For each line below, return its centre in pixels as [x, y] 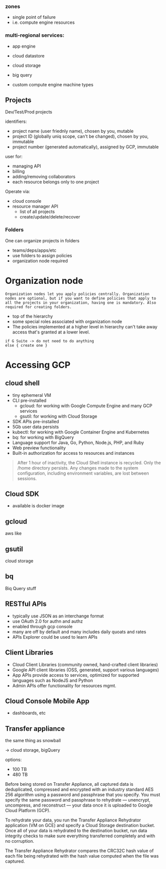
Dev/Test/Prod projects [29, 112]
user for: [14, 157]
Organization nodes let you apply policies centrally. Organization [77, 294]
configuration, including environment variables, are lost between [83, 473]
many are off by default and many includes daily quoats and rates [79, 632]
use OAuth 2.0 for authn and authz [48, 621]
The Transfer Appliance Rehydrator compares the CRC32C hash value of [80, 851]
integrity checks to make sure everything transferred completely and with [80, 836]
